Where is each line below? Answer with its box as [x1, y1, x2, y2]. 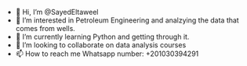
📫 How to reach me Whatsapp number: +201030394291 [15, 49, 199, 58]
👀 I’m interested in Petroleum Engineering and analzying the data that [15, 16, 239, 25]
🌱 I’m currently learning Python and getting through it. [15, 32, 190, 41]
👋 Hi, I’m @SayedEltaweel [15, 8, 99, 16]
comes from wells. [15, 24, 76, 33]
